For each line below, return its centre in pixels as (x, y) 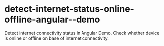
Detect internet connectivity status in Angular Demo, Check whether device (82, 33)
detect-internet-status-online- (70, 9)
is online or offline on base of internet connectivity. (57, 38)
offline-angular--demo (52, 19)
